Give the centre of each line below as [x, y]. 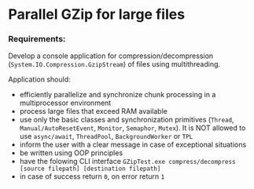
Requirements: [37, 39]
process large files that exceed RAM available [93, 111]
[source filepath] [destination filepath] [90, 169]
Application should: [39, 79]
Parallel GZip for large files [97, 15]
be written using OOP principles [71, 153]
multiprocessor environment [65, 103]
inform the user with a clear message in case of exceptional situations [133, 145]
